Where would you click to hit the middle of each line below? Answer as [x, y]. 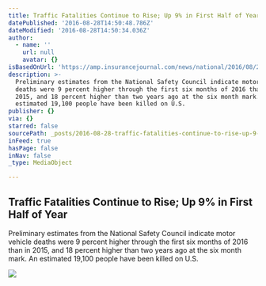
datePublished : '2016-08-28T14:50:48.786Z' [81, 23]
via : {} [21, 119]
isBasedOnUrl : [32, 67]
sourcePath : [28, 133]
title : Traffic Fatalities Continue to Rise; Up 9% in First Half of [125, 15]
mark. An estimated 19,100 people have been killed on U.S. [104, 258]
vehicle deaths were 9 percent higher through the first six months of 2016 [128, 242]
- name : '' [33, 45]
